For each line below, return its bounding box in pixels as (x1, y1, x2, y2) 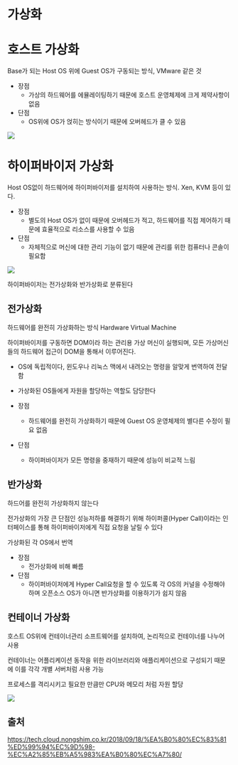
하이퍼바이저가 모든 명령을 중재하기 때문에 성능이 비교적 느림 (28, 455, 195, 464)
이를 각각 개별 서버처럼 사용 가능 (14, 665, 104, 673)
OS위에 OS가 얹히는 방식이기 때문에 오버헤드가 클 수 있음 (28, 117, 186, 126)
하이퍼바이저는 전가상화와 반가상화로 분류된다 (7, 280, 134, 289)
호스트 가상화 (7, 42, 80, 58)
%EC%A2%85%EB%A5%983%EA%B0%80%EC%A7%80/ (7, 750, 183, 759)
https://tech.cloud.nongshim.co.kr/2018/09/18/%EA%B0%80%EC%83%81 (7, 735, 227, 744)
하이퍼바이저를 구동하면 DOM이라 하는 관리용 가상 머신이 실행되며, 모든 (7, 338, 205, 347)
